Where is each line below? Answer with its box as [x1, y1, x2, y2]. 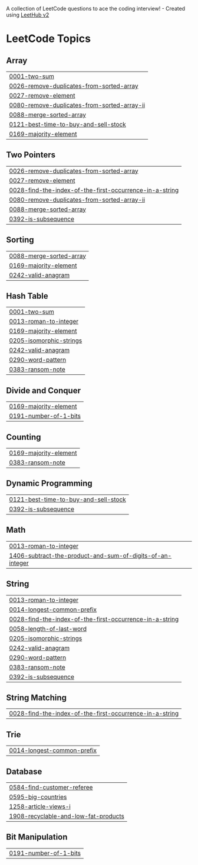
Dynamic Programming [6, 478, 93, 488]
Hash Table [6, 291, 48, 301]
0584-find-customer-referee [9, 783, 93, 791]
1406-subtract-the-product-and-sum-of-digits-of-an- [9, 551, 172, 559]
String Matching [6, 692, 67, 702]
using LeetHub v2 [6, 11, 49, 18]
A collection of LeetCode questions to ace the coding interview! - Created [6, 5, 186, 12]
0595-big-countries [9, 792, 67, 801]
